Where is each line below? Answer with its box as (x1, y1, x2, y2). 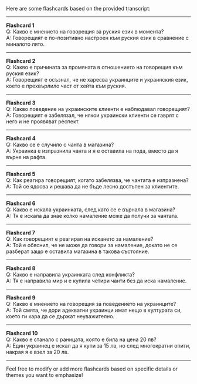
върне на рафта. (6, 154, 47, 160)
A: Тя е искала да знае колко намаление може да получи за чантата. (6, 213, 179, 219)
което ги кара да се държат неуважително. (6, 313, 115, 319)
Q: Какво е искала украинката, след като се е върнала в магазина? (6, 206, 176, 213)
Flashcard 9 (6, 294, 36, 301)
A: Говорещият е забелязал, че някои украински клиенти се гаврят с (6, 112, 179, 119)
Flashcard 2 (6, 58, 36, 64)
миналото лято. (6, 41, 45, 48)
